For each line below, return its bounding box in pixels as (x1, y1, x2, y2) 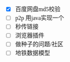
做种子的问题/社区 (15, 41, 64, 47)
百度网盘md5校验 (15, 6, 61, 12)
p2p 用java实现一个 (15, 15, 64, 21)
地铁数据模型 (15, 50, 50, 56)
